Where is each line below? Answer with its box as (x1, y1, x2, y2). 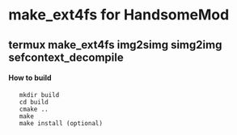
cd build (19, 98, 49, 106)
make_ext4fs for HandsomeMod (8, 6, 230, 24)
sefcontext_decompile (8, 50, 124, 64)
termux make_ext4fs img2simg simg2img (8, 38, 222, 52)
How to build (8, 73, 52, 82)
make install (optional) (19, 119, 104, 127)
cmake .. (19, 105, 49, 113)
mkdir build (19, 91, 60, 99)
